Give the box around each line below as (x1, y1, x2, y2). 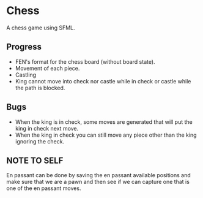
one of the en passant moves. (6, 185, 81, 192)
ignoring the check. (15, 137, 65, 145)
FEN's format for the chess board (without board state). (15, 58, 155, 65)
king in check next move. (15, 124, 79, 132)
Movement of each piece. (15, 64, 80, 72)
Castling (15, 71, 37, 78)
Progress (6, 42, 42, 52)
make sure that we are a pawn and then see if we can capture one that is (6, 178, 190, 186)
